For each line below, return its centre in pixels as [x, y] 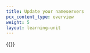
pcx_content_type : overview [40, 17]
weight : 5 [18, 22]
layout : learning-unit [33, 28]
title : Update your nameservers [45, 11]
